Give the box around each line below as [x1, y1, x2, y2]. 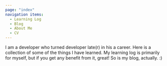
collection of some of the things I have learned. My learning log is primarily [5, 49, 160, 55]
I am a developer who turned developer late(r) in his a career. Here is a [5, 44, 151, 50]
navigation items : [5, 12, 44, 17]
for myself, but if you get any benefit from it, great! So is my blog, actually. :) [5, 55, 162, 60]
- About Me [10, 26, 33, 31]
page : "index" [5, 7, 35, 12]
